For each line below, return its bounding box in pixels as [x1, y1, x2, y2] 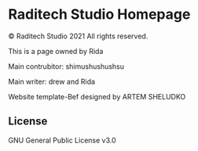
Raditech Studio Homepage [8, 5, 191, 23]
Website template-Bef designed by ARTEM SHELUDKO [8, 92, 186, 101]
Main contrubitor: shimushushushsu [8, 61, 124, 71]
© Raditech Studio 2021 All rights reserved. [8, 31, 148, 41]
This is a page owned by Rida [8, 46, 104, 56]
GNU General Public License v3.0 [8, 135, 116, 145]
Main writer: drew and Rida [8, 77, 96, 86]
